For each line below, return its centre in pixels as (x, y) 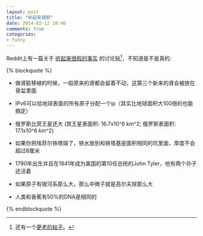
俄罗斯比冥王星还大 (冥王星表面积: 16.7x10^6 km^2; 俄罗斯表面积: (95, 123)
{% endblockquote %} (34, 209)
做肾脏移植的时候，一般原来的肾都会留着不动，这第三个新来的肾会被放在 (105, 83)
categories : (21, 34)
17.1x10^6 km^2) (34, 130)
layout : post (23, 12)
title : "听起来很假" (30, 18)
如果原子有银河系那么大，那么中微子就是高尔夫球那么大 (84, 184)
